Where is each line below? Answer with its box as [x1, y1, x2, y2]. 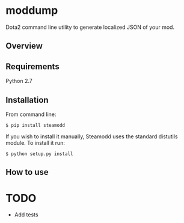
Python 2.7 [5, 78, 32, 85]
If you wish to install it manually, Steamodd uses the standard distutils [5, 133, 178, 140]
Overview [5, 41, 43, 51]
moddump [5, 4, 58, 17]
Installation [5, 94, 49, 105]
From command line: [5, 111, 57, 118]
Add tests [14, 211, 38, 218]
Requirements [5, 61, 60, 72]
